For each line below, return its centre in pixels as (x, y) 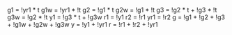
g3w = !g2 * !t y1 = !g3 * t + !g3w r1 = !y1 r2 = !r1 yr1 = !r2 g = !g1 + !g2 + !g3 (116, 17)
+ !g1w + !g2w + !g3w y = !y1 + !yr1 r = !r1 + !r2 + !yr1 (83, 24)
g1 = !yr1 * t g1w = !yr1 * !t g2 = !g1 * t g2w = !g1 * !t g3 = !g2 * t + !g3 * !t (112, 10)
